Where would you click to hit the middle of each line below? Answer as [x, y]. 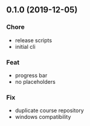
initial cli [25, 46]
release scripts [34, 40]
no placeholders [35, 81]
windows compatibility [43, 117]
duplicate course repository [50, 110]
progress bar [31, 75]
